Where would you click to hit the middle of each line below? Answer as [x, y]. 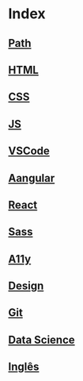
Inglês [24, 367]
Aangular [32, 178]
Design [26, 286]
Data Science [41, 339]
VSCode [29, 151]
